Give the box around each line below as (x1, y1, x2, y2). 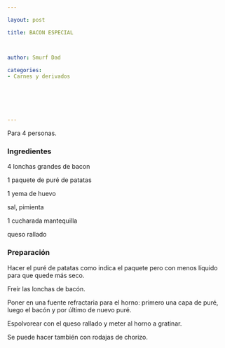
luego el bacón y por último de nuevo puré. (7, 305, 132, 314)
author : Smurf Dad (7, 54, 61, 61)
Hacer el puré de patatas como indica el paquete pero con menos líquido (7, 263, 218, 272)
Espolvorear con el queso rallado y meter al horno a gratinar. (7, 319, 182, 328)
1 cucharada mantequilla (7, 216, 78, 225)
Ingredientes (7, 146, 52, 156)
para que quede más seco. (7, 271, 85, 279)
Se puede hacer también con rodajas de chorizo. (7, 333, 149, 341)
